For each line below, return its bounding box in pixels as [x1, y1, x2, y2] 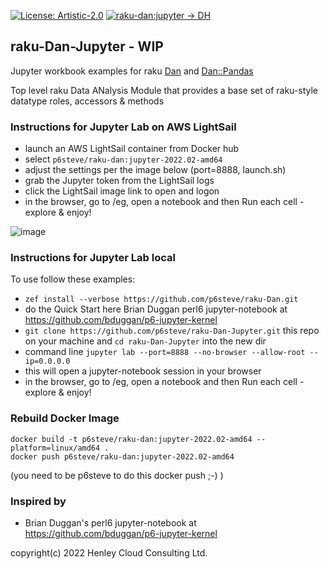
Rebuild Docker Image [10, 411, 120, 425]
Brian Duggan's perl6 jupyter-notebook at [24, 517, 197, 529]
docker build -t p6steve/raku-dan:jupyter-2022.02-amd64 [10, 434, 253, 444]
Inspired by [10, 494, 67, 508]
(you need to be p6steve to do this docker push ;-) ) [10, 469, 224, 481]
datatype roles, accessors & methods [10, 95, 165, 107]
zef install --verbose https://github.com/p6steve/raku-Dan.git [24, 295, 299, 305]
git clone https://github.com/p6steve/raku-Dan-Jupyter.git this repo [24, 325, 320, 337]
